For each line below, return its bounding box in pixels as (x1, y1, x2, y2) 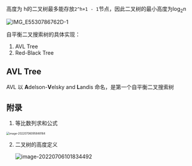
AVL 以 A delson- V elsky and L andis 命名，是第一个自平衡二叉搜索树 (6, 83, 174, 90)
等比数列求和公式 (14, 120, 58, 127)
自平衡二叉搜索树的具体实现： (6, 31, 80, 38)
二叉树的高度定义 (14, 141, 58, 149)
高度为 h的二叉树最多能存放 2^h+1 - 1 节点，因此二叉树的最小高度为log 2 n (6, 5, 187, 14)
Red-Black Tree (14, 49, 54, 56)
